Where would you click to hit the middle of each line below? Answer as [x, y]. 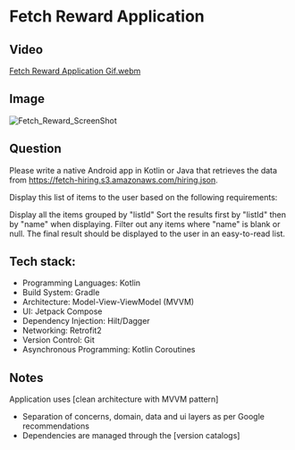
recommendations [55, 426]
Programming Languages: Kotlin [81, 283]
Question [35, 149]
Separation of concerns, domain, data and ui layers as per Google [143, 417]
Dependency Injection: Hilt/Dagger [86, 321]
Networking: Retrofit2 [62, 331]
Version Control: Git [59, 340]
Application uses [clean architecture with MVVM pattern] [114, 399]
